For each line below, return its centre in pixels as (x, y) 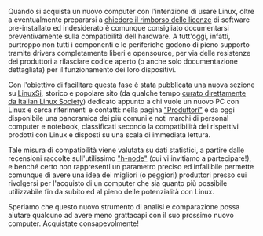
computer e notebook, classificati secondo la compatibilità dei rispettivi (124, 126)
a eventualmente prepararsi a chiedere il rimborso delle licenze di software (129, 20)
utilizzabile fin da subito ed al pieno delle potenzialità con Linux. (111, 192)
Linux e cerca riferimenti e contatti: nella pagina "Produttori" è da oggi (122, 110)
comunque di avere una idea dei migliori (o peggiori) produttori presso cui (128, 175)
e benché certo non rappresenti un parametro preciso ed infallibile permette (131, 167)
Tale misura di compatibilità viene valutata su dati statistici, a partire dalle (126, 150)
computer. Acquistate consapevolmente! (73, 223)
